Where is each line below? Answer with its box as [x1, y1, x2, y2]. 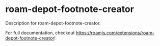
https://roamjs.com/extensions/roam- [75, 29, 154, 35]
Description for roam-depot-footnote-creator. [5, 20, 101, 26]
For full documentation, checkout [5, 29, 75, 35]
